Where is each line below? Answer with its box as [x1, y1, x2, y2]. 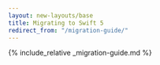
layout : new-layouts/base [8, 11, 93, 20]
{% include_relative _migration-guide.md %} [8, 48, 152, 58]
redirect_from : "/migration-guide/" [8, 26, 128, 34]
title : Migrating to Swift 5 [8, 19, 104, 27]
